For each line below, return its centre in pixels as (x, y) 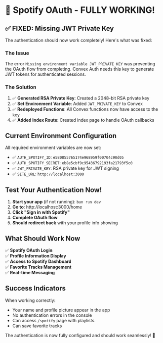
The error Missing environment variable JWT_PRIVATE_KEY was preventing (80, 64)
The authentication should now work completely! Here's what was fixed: (79, 40)
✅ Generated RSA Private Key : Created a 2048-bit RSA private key (81, 98)
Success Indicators (35, 288)
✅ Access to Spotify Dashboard (38, 261)
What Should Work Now (43, 238)
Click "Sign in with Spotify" (41, 212)
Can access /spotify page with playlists (53, 320)
